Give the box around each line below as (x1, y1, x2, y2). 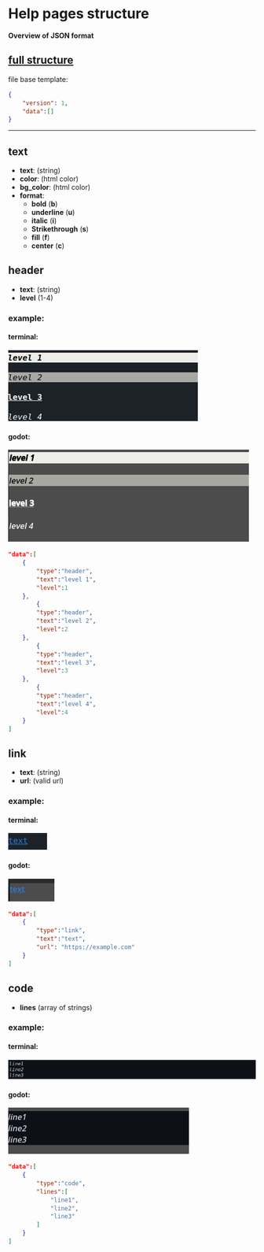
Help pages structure (8, 5, 149, 23)
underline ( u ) (31, 208, 75, 217)
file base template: (8, 74, 68, 83)
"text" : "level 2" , (36, 617, 97, 625)
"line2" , (49, 1204, 79, 1213)
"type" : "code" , (36, 1179, 86, 1187)
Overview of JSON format (8, 31, 94, 40)
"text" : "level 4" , (36, 700, 97, 708)
